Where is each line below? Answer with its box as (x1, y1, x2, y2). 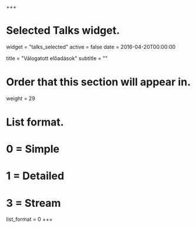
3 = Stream (6, 196, 61, 210)
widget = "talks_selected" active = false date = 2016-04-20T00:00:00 (6, 43, 176, 50)
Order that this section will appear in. (6, 75, 191, 89)
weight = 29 (6, 95, 35, 102)
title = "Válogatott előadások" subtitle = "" (6, 54, 108, 62)
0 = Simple (6, 143, 60, 156)
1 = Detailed (6, 169, 65, 183)
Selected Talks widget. (6, 24, 120, 37)
